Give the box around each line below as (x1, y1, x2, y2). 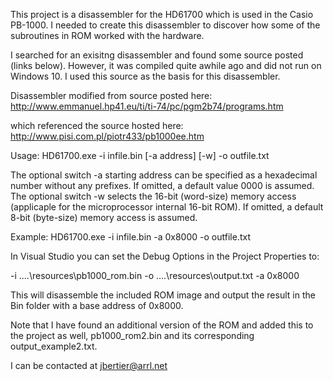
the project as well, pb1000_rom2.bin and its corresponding (10, 330, 255, 341)
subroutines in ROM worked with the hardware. (10, 30, 205, 41)
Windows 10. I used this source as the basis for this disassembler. (10, 70, 281, 82)
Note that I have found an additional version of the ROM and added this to (10, 319, 314, 331)
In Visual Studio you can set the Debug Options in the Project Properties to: (10, 250, 320, 262)
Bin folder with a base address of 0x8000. (10, 300, 184, 311)
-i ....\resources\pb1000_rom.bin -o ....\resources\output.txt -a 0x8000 (10, 270, 300, 281)
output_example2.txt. (10, 340, 98, 352)
